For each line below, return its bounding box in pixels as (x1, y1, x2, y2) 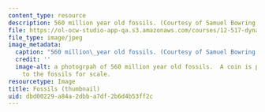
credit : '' (15, 56, 51, 64)
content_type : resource (8, 11, 87, 20)
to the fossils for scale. (22, 70, 111, 78)
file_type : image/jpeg (8, 33, 83, 42)
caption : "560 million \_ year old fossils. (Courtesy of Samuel (15, 48, 227, 56)
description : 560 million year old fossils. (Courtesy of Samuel (8, 19, 227, 27)
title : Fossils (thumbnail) (8, 84, 101, 93)
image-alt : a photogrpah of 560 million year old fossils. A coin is (15, 63, 252, 71)
